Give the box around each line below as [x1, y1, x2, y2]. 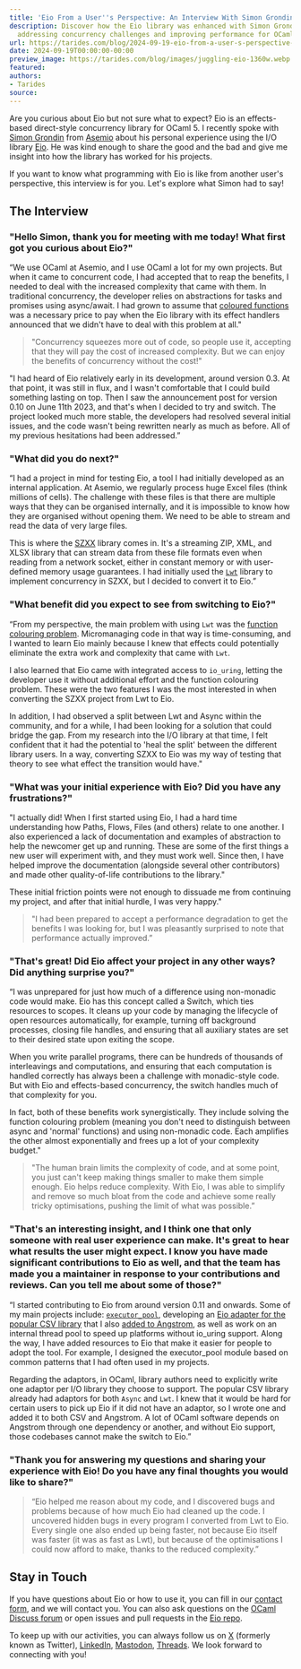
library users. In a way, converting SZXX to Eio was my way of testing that [9, 748, 282, 759]
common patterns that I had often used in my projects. [9, 1356, 211, 1367]
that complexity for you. [9, 1090, 98, 1101]
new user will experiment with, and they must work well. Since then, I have [9, 851, 284, 861]
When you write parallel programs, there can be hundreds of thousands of [9, 1051, 284, 1062]
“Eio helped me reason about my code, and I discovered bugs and [30, 1496, 276, 1507]
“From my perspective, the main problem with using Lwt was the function [9, 618, 279, 629]
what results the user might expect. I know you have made [9, 1245, 269, 1258]
